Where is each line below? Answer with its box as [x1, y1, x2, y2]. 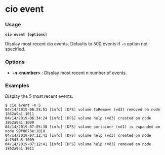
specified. [5, 46, 26, 52]
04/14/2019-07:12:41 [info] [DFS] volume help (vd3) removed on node [5, 142, 152, 147]
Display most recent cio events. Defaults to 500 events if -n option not [5, 41, 148, 47]
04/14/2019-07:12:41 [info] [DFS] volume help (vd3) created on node [5, 133, 152, 138]
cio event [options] [5, 32, 48, 38]
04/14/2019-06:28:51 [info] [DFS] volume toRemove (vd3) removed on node [5, 107, 161, 112]
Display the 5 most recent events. [5, 93, 74, 99]
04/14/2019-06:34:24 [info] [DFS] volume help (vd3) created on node [5, 116, 152, 121]
